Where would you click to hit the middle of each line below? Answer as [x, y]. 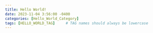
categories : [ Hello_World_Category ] [42, 18]
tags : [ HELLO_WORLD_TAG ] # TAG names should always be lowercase [77, 23]
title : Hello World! [26, 9]
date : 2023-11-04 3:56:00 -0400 [38, 14]
